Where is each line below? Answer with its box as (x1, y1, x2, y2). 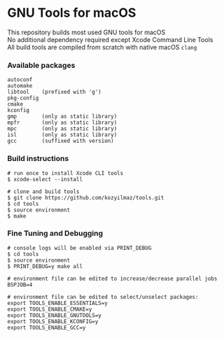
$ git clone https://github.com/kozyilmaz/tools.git (7, 194, 164, 201)
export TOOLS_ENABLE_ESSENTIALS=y (7, 300, 108, 307)
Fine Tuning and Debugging (7, 229, 104, 239)
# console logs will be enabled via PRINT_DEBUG (7, 244, 152, 251)
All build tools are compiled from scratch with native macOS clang (7, 43, 197, 51)
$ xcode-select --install (7, 176, 83, 183)
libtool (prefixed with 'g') (7, 89, 101, 96)
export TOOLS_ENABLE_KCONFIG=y (7, 318, 99, 325)
